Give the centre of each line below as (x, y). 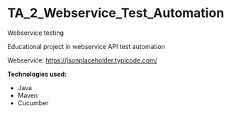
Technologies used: (37, 74)
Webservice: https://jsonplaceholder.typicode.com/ (82, 60)
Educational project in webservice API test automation (86, 46)
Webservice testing (36, 33)
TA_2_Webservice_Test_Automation (116, 13)
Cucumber (33, 103)
